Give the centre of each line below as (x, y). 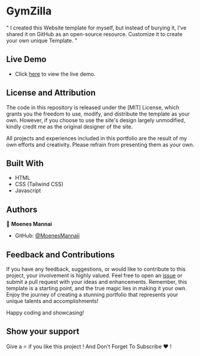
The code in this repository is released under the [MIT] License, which (93, 107)
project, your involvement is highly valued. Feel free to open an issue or (94, 275)
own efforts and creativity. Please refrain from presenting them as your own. (100, 144)
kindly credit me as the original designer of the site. (69, 126)
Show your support (43, 332)
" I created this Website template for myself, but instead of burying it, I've (96, 28)
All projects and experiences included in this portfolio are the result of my (97, 138)
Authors (22, 210)
